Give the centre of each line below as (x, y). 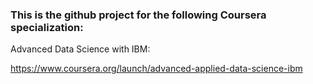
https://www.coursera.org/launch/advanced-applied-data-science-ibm (156, 69)
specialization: (47, 27)
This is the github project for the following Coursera (138, 15)
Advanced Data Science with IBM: (80, 49)
